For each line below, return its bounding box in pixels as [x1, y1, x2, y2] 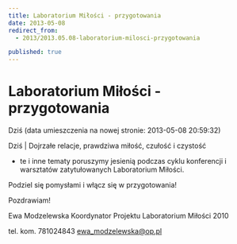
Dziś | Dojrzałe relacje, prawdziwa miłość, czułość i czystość [8, 141, 207, 151]
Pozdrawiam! [8, 196, 52, 205]
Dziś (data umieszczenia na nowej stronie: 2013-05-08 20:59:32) [8, 126, 221, 135]
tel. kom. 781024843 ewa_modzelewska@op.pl [8, 227, 162, 236]
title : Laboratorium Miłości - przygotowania [8, 11, 161, 20]
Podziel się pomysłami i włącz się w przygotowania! [8, 180, 177, 190]
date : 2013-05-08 [8, 19, 66, 27]
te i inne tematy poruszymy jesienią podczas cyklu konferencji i [19, 157, 227, 166]
